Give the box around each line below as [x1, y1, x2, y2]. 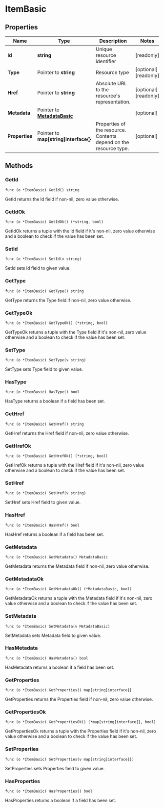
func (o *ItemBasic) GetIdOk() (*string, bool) [5, 219, 104, 224]
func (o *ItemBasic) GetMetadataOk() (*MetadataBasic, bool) [5, 587, 132, 592]
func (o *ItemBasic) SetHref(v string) [5, 491, 86, 496]
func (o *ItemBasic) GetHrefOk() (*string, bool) [5, 454, 108, 459]
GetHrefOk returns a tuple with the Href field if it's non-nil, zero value [5, 462, 144, 468]
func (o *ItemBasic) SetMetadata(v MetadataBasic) [5, 624, 110, 629]
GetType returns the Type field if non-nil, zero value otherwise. [5, 297, 132, 303]
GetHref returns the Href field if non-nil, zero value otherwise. [5, 430, 129, 436]
